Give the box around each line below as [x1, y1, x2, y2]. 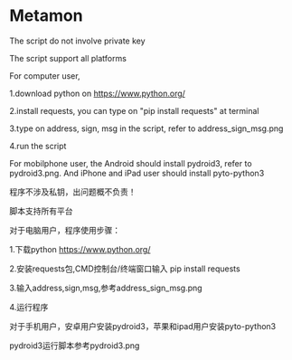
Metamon [9, 5, 83, 26]
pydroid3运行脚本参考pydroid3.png [9, 340, 140, 351]
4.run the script [9, 140, 67, 151]
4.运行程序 [9, 301, 49, 312]
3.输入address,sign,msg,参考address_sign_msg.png [9, 282, 203, 293]
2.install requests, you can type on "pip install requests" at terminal [9, 105, 259, 116]
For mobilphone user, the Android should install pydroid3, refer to [9, 157, 252, 168]
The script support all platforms [9, 52, 127, 63]
